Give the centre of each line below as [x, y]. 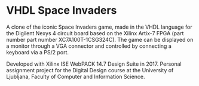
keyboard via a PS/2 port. [38, 52]
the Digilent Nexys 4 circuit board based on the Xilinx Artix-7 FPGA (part [95, 33]
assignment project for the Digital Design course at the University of [90, 70]
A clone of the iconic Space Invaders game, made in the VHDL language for [99, 27]
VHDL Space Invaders [62, 10]
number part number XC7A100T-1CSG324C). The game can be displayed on [100, 39]
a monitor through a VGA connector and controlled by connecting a [89, 46]
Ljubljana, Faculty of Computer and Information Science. [76, 76]
